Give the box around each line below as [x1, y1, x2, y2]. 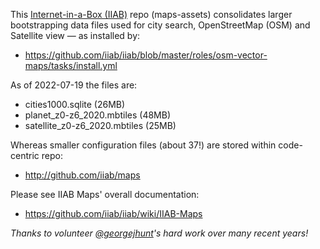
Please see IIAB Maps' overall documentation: [10, 189, 200, 200]
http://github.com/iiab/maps [24, 169, 141, 181]
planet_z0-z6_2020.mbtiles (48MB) [24, 109, 172, 121]
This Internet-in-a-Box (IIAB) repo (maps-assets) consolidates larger [10, 9, 293, 20]
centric [10, 150, 40, 161]
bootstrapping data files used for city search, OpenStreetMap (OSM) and [10, 19, 311, 31]
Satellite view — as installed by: [10, 30, 141, 41]
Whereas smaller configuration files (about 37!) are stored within [10, 139, 277, 151]
